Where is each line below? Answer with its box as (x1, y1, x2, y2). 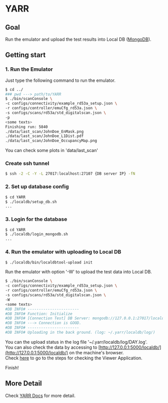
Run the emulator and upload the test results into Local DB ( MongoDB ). (5, 36, 151, 42)
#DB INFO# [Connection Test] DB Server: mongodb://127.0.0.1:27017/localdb (5, 316, 166, 321)
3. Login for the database (5, 216, 67, 223)
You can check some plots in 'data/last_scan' (5, 148, 98, 154)
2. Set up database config (5, 183, 69, 190)
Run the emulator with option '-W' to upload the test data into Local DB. (5, 269, 152, 275)
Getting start (5, 51, 46, 59)
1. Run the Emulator (5, 66, 53, 73)
